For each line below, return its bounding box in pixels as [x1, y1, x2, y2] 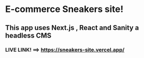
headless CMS [5, 31, 52, 39]
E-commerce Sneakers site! [5, 3, 124, 15]
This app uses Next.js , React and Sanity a [5, 23, 139, 32]
